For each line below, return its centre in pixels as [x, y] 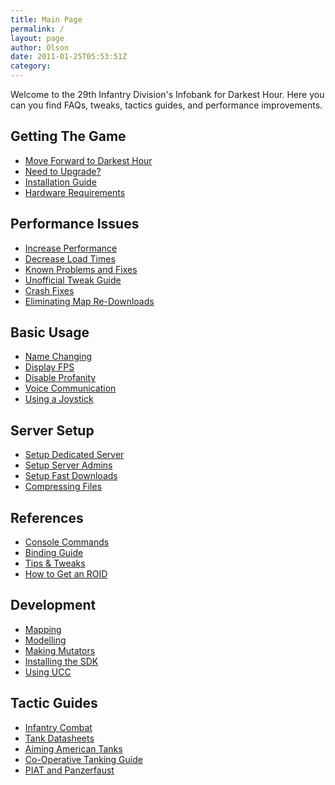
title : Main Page [46, 19]
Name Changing [58, 357]
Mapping [43, 629]
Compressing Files [63, 487]
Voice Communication [70, 388]
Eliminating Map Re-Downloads [89, 301]
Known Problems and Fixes [81, 269]
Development [53, 605]
